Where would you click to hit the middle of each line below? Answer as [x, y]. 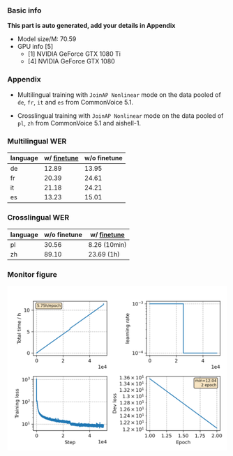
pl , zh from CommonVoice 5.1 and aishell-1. [79, 123]
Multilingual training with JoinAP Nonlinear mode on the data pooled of [119, 94]
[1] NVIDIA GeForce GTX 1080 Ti [74, 54]
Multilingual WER [37, 141]
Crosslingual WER [38, 217]
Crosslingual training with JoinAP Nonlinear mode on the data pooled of [120, 115]
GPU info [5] [35, 47]
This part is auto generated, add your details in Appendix [91, 26]
